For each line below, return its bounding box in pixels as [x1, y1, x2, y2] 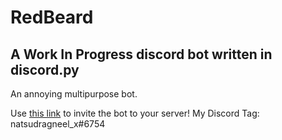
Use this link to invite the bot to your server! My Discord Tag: [10, 107, 260, 119]
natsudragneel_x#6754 [10, 118, 106, 130]
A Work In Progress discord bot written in [10, 46, 273, 63]
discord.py [10, 61, 80, 78]
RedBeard [10, 6, 94, 29]
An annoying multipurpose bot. [10, 88, 138, 100]
